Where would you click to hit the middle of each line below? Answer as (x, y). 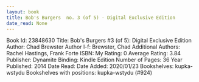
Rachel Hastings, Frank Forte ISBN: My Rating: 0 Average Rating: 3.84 (94, 53)
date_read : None (27, 23)
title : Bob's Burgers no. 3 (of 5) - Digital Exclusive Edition (91, 18)
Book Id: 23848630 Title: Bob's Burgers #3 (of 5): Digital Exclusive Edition (99, 41)
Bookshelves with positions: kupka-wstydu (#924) (89, 73)
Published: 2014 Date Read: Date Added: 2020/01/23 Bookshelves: (90, 66)
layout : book (23, 12)
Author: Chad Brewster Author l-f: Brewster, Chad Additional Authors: (93, 47)
